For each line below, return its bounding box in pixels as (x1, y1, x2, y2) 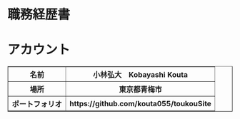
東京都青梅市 (119, 85, 162, 95)
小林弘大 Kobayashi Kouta (92, 70, 188, 80)
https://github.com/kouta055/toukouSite (69, 99, 212, 109)
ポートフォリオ (11, 99, 63, 109)
